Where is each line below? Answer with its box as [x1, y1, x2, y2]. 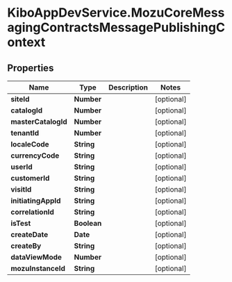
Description [108, 83, 148, 92]
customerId [10, 174, 50, 183]
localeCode [10, 140, 50, 149]
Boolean [74, 219, 102, 228]
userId [10, 162, 33, 172]
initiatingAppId [10, 196, 61, 206]
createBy [10, 241, 42, 251]
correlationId [10, 207, 54, 217]
